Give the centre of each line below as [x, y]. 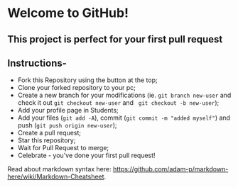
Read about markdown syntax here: [59, 169]
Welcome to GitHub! [68, 13]
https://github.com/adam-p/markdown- [171, 169]
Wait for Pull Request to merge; [63, 148]
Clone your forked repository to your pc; [77, 88]
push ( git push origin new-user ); [67, 125]
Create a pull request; [49, 133]
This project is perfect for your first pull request [115, 39]
